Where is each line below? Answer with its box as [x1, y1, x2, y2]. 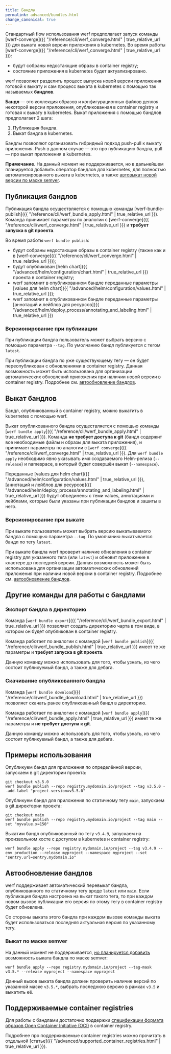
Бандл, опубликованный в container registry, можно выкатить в [5, 407, 143, 414]
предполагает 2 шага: [5, 115, 53, 121]
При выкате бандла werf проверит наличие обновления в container [5, 548, 152, 555]
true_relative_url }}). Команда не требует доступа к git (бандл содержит [5, 434, 162, 440]
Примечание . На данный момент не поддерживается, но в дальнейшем [5, 161, 164, 167]
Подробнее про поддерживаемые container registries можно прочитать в [5, 1033, 166, 1039]
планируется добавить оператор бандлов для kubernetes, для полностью [5, 167, 166, 173]
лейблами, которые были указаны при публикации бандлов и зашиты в [5, 498, 161, 504]
